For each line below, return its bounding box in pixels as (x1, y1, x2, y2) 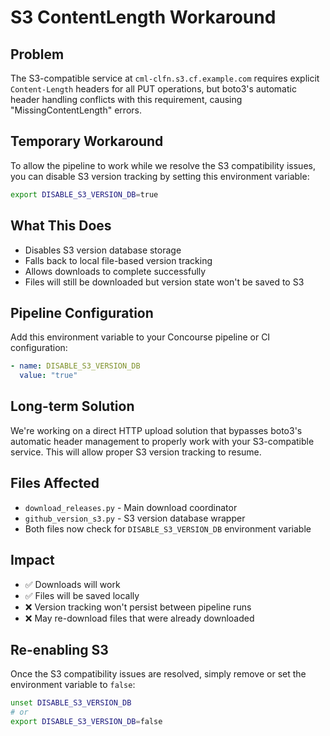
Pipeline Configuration (10, 304, 154, 321)
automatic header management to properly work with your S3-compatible (10, 435, 315, 447)
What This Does (10, 217, 112, 235)
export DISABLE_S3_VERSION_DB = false (10, 717, 163, 727)
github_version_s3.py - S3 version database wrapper (24, 512, 246, 524)
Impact (10, 552, 55, 569)
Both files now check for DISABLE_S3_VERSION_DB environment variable (24, 522, 312, 535)
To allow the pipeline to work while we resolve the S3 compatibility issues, (10, 159, 316, 171)
